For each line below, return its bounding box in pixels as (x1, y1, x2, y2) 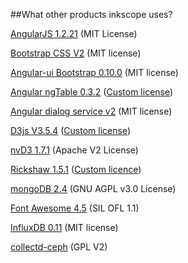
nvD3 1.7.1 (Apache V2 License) (10, 144, 139, 156)
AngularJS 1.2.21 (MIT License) (10, 28, 138, 39)
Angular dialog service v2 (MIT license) (10, 105, 173, 117)
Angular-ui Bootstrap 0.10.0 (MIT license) (10, 67, 179, 78)
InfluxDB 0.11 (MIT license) (10, 222, 119, 233)
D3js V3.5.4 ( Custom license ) (10, 125, 132, 136)
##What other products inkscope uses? (10, 9, 173, 20)
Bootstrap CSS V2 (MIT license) (10, 47, 142, 59)
